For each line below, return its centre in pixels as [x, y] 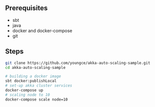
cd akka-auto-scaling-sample [35, 67]
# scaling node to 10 [28, 95]
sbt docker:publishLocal [31, 81]
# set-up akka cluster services [39, 86]
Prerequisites [26, 8]
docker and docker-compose [42, 30]
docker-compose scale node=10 [37, 99]
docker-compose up [24, 90]
